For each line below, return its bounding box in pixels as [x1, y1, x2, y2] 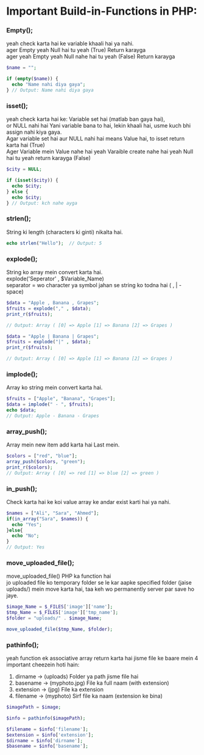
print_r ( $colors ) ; [6, 464, 53, 470]
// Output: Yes [6, 544, 45, 550]
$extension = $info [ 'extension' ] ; [6, 732, 94, 738]
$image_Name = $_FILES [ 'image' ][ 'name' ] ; [6, 604, 113, 610]
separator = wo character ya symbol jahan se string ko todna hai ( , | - [6, 282, 181, 288]
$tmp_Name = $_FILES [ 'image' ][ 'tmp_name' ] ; [6, 610, 119, 616]
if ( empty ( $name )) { [6, 76, 59, 82]
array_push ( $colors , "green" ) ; [6, 458, 86, 465]
